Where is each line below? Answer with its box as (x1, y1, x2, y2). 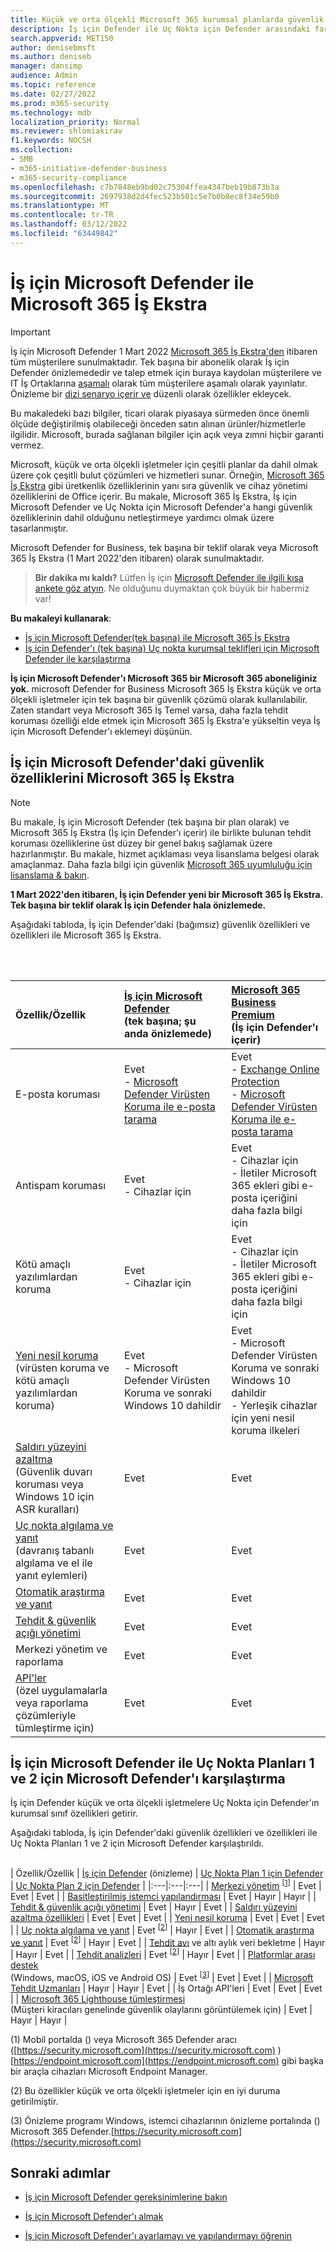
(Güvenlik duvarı (15, 1464, 93, 1478)
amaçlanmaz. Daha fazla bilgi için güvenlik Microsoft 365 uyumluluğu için (10, 858, 313, 870)
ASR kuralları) (15, 1502, 80, 1516)
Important (10, 326, 51, 338)
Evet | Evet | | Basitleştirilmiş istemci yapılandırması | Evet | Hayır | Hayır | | (10, 1890, 317, 1902)
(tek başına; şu (124, 1014, 197, 1028)
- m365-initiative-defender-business (10, 163, 168, 173)
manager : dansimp (10, 61, 83, 71)
